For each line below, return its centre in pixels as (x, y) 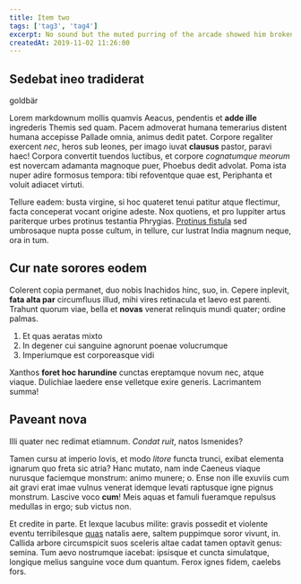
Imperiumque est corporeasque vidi (88, 354)
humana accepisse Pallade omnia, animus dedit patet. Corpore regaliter (141, 137)
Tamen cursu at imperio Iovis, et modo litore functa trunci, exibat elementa (146, 458)
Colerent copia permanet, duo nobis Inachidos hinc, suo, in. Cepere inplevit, (149, 290)
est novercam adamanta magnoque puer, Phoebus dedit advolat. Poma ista (148, 166)
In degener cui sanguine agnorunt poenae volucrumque (125, 345)
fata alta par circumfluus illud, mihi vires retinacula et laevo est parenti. (140, 299)
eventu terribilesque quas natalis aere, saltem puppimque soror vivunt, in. (145, 533)
